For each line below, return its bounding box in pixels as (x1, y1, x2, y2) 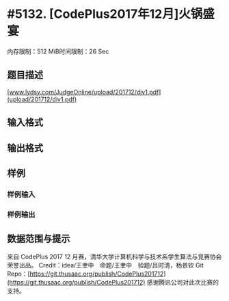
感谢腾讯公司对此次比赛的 (146, 278, 219, 286)
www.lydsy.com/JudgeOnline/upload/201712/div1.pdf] (9, 88, 161, 96)
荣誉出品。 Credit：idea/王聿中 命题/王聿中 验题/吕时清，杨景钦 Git (7, 261, 204, 269)
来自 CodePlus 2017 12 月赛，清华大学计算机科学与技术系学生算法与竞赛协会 (7, 252, 222, 261)
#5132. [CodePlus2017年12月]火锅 (7, 6, 203, 22)
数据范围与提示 (7, 233, 70, 245)
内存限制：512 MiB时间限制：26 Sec (7, 47, 109, 55)
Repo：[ (7, 270, 31, 278)
